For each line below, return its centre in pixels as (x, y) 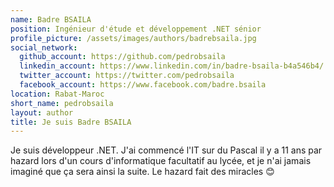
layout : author (42, 112)
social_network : (44, 47)
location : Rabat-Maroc (57, 94)
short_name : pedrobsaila (62, 103)
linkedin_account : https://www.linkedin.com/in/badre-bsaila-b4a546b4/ (172, 66)
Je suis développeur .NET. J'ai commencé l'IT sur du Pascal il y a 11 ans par (166, 150)
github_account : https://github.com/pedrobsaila (122, 57)
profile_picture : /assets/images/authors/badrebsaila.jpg (133, 38)
